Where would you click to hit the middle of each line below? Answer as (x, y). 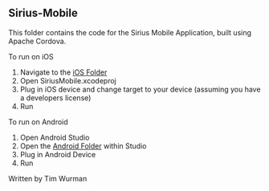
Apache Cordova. (37, 41)
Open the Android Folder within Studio (83, 146)
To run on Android (38, 122)
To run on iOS (31, 56)
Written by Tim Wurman (48, 178)
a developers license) (55, 98)
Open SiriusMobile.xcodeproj (68, 80)
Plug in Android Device (58, 154)
